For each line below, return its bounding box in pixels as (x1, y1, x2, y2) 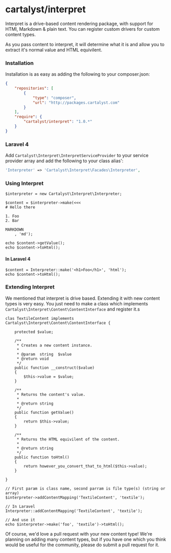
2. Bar (5, 218, 19, 224)
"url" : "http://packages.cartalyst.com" (32, 100, 120, 105)
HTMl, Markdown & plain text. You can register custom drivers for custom (5, 26, 160, 32)
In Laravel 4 (5, 256, 31, 262)
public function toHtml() (14, 454, 70, 460)
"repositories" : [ (14, 86, 54, 91)
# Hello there (5, 205, 36, 210)
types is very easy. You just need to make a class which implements (5, 300, 148, 306)
